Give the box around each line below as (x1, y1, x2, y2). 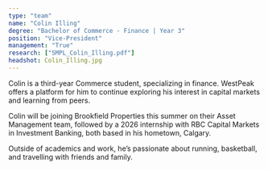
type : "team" (8, 11, 52, 20)
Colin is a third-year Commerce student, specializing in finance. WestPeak (8, 78, 255, 88)
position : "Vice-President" (8, 34, 103, 42)
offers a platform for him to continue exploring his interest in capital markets (8, 87, 260, 96)
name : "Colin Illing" (8, 19, 81, 27)
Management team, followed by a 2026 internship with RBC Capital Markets (8, 119, 260, 129)
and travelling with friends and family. (8, 152, 133, 161)
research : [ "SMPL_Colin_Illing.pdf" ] (8, 49, 135, 57)
